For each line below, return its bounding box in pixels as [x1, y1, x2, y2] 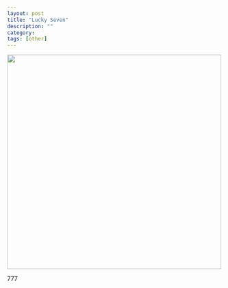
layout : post [7, 10, 45, 17]
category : [7, 29, 36, 36]
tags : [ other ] [7, 36, 48, 43]
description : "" [7, 23, 53, 29]
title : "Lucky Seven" [7, 16, 69, 23]
